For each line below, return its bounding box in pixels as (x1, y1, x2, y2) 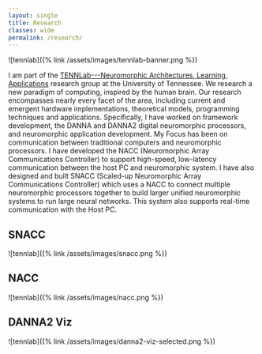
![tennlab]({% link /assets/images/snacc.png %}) (8, 249, 167, 258)
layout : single (8, 11, 58, 20)
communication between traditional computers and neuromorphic (8, 137, 223, 147)
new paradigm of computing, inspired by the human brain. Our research (8, 88, 242, 97)
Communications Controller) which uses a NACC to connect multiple (8, 179, 231, 190)
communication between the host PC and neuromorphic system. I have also (8, 163, 255, 172)
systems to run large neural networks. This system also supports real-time (8, 197, 250, 206)
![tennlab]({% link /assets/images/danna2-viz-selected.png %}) (8, 337, 215, 346)
